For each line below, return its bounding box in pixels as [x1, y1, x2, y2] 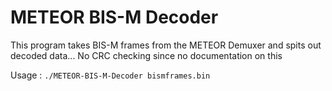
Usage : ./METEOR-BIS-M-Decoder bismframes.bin [10, 69, 211, 81]
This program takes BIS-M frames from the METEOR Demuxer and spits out [10, 39, 322, 51]
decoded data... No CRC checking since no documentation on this [10, 49, 283, 61]
